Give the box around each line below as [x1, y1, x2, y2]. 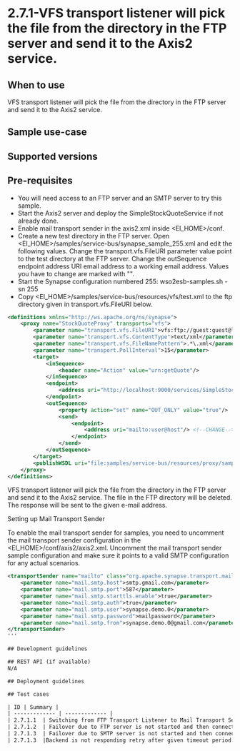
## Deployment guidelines [7, 677, 84, 685]
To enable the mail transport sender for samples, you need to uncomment [7, 528, 224, 537]
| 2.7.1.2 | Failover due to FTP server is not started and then [7, 723, 209, 731]
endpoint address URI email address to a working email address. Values [17, 262, 229, 271]
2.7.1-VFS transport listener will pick [7, 5, 226, 21]
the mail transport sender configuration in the [7, 536, 141, 545]
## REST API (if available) [7, 658, 91, 665]
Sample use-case [7, 126, 87, 138]
